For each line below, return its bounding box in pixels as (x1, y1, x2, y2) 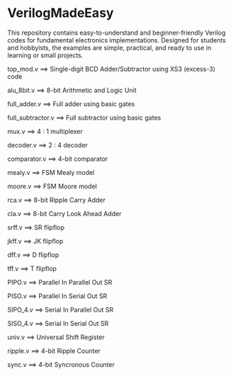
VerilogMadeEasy (7, 5, 114, 21)
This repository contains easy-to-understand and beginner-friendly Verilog (7, 28, 226, 37)
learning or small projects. (7, 51, 84, 59)
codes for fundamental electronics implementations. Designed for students (7, 35, 227, 44)
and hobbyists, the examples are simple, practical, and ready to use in (7, 43, 212, 52)
